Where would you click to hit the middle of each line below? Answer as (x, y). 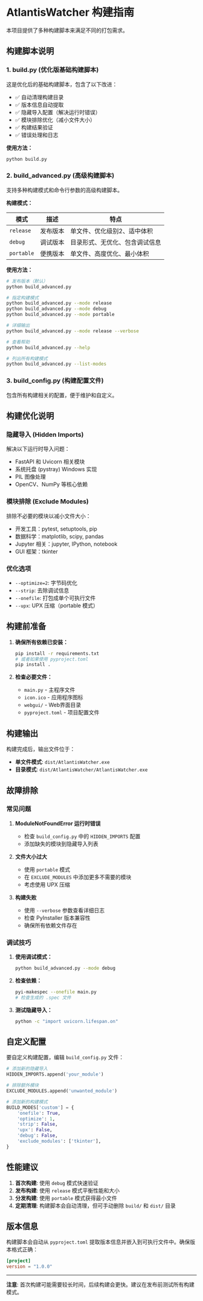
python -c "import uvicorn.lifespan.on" (66, 1021)
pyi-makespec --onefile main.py (56, 992)
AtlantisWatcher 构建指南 (70, 12)
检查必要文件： (34, 677)
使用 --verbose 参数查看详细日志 (64, 910)
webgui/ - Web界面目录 (53, 705)
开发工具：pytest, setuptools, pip (56, 529)
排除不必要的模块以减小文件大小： (49, 516)
